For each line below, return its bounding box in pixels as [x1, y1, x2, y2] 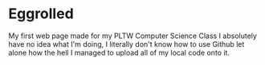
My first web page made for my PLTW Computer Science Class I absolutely [8, 31, 257, 40]
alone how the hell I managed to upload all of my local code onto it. [8, 48, 230, 57]
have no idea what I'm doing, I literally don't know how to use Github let [8, 39, 245, 48]
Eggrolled [8, 5, 74, 23]
